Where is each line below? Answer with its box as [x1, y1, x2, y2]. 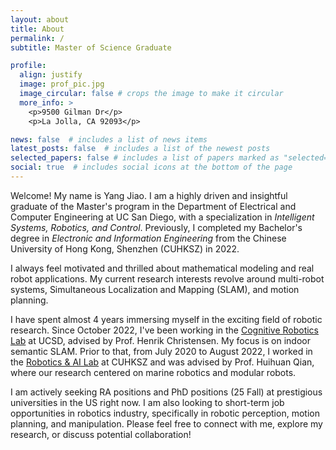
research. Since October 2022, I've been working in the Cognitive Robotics [10, 324, 320, 336]
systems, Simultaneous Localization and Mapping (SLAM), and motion [10, 283, 300, 295]
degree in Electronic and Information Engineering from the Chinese [10, 232, 287, 244]
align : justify [19, 70, 83, 80]
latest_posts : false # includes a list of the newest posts [10, 144, 271, 154]
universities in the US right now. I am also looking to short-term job [10, 396, 285, 408]
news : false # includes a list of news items [10, 134, 208, 145]
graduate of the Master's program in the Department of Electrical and [10, 200, 297, 212]
